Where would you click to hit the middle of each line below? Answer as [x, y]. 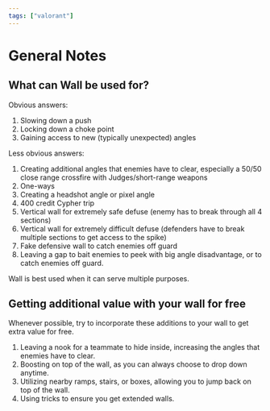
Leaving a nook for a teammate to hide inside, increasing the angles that [140, 347]
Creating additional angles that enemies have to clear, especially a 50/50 [141, 168]
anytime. [35, 373]
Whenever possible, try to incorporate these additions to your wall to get [129, 323]
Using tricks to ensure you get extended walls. [97, 399]
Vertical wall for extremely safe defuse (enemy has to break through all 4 [141, 211]
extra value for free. [41, 332]
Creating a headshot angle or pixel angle [87, 194]
